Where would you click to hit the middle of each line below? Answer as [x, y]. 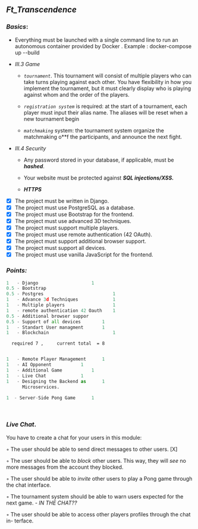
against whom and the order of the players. [76, 94]
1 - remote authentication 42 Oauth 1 [61, 310]
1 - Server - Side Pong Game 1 [50, 398]
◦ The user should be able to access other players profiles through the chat [98, 514]
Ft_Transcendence [42, 10]
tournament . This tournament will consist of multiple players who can [108, 75]
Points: [17, 271]
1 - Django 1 [50, 283]
